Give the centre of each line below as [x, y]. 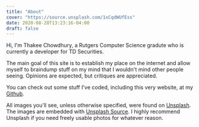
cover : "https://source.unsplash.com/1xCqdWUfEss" [71, 17]
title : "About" [25, 12]
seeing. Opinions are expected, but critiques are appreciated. [82, 76]
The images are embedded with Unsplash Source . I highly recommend [93, 111]
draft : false [22, 28]
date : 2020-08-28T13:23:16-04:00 [48, 23]
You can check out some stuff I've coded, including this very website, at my [100, 88]
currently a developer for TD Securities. [55, 52]
